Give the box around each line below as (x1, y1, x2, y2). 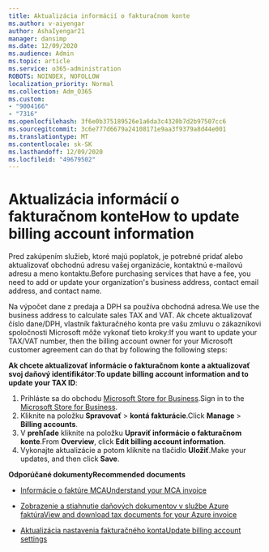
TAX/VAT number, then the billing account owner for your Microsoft (8, 336, 233, 346)
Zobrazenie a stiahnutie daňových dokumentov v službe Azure (19, 501, 229, 511)
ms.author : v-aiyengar (8, 19, 85, 28)
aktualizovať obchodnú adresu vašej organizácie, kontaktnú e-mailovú (8, 261, 243, 270)
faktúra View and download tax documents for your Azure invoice (19, 510, 237, 520)
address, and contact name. (8, 286, 102, 296)
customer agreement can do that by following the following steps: (8, 345, 228, 355)
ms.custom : (8, 95, 45, 103)
